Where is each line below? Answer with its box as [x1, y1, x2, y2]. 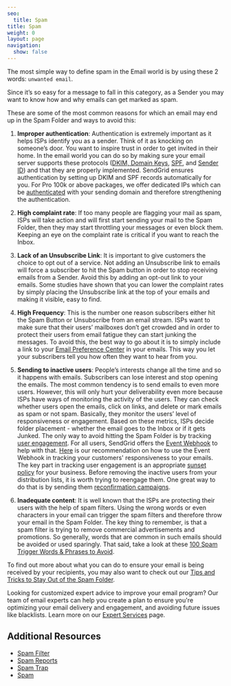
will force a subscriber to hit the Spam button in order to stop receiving [16, 266, 218, 274]
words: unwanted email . [7, 74, 74, 83]
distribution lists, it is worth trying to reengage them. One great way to [16, 475, 216, 484]
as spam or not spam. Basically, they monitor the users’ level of [16, 409, 197, 417]
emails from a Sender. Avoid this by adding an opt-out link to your [16, 273, 203, 281]
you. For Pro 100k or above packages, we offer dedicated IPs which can [16, 180, 221, 189]
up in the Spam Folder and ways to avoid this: [7, 116, 136, 124]
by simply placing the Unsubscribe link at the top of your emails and [16, 287, 210, 296]
